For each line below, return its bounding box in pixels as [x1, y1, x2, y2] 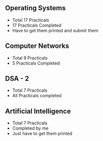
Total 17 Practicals [12, 17, 49, 23]
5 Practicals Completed [12, 60, 60, 66]
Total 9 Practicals [12, 55, 48, 61]
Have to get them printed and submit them [12, 27, 99, 34]
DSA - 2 [5, 74, 30, 83]
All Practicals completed [12, 93, 62, 99]
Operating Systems [5, 4, 66, 12]
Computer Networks [5, 42, 69, 50]
